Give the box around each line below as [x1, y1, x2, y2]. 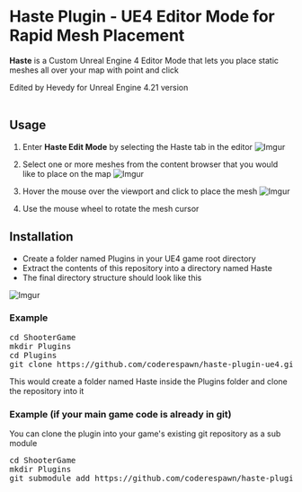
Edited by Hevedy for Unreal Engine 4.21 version [9, 82, 189, 92]
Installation [9, 229, 74, 244]
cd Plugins [9, 350, 58, 360]
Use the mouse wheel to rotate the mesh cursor [22, 203, 200, 214]
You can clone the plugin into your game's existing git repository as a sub [9, 428, 281, 439]
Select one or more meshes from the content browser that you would [22, 159, 279, 170]
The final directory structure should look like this [22, 272, 202, 283]
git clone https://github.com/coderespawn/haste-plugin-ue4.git [9, 359, 299, 369]
